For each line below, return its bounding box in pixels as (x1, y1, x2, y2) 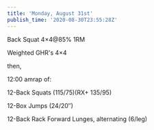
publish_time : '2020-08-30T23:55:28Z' (7, 16, 118, 23)
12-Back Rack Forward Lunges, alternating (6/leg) (7, 114, 148, 123)
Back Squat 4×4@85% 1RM (7, 35, 86, 43)
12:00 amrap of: (7, 75, 52, 83)
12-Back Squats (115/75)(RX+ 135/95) (7, 88, 112, 96)
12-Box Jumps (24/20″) (7, 101, 74, 109)
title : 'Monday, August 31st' (7, 10, 94, 17)
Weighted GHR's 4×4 (7, 49, 67, 57)
